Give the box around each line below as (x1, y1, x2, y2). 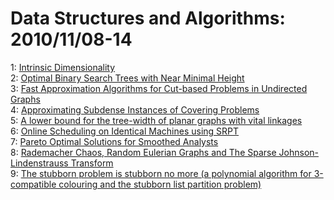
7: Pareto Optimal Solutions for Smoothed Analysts (10, 135, 219, 147)
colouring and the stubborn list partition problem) (58, 178, 262, 190)
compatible (10, 178, 57, 190)
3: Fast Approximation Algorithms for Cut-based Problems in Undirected (10, 82, 308, 94)
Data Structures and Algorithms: (10, 7, 286, 30)
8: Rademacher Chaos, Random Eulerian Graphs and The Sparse (10, 146, 277, 158)
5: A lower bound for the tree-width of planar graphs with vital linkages (10, 114, 303, 126)
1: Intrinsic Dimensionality (10, 61, 116, 73)
